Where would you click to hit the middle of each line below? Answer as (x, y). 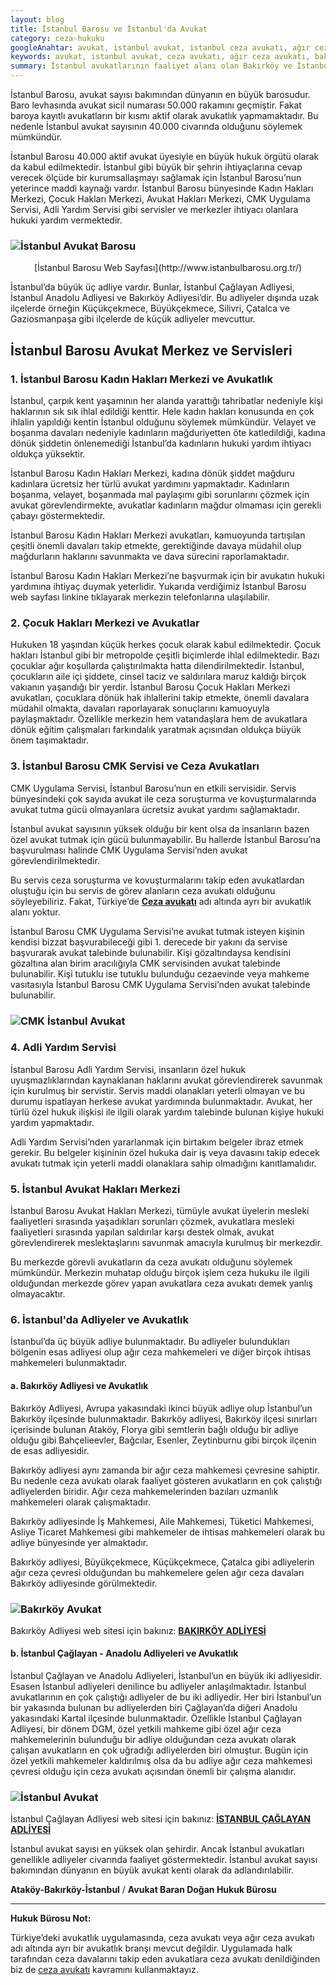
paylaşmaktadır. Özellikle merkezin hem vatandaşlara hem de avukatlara (159, 719)
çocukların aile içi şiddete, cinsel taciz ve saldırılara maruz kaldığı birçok (158, 677)
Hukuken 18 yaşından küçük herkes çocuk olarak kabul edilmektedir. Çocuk (166, 645)
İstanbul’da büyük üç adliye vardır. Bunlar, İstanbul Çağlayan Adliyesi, (152, 287)
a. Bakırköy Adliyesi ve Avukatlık (79, 1385)
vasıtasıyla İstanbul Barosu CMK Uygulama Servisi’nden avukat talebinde (160, 984)
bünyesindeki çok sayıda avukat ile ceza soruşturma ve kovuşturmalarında (163, 798)
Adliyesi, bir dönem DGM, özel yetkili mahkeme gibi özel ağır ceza (146, 1729)
